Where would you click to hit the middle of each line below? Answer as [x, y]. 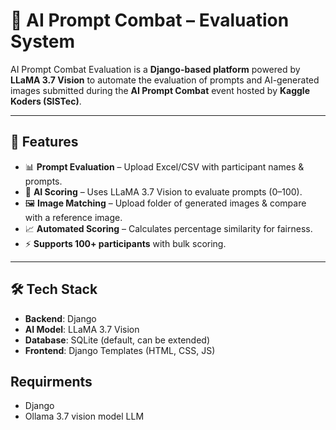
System [43, 41]
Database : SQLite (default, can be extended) [117, 340]
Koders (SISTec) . [46, 101]
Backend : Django [60, 318]
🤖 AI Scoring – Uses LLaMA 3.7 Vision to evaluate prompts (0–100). [163, 191]
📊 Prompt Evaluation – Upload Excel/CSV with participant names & [164, 166]
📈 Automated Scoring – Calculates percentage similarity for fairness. [168, 228]
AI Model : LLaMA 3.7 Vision [82, 329]
